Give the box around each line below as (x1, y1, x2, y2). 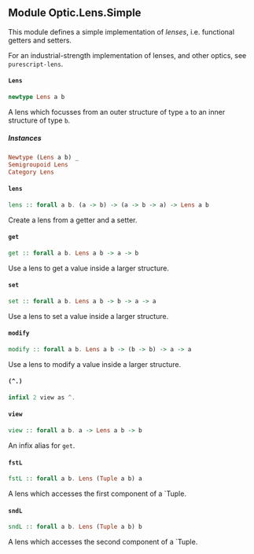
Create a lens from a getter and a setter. (8, 215, 138, 225)
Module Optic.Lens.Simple (8, 6, 142, 20)
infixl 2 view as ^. (8, 394, 76, 402)
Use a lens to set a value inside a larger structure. (8, 311, 169, 321)
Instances (8, 134, 42, 143)
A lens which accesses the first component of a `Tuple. (8, 489, 187, 498)
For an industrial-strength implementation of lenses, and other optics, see (8, 50, 247, 60)
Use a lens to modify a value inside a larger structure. (8, 359, 182, 369)
